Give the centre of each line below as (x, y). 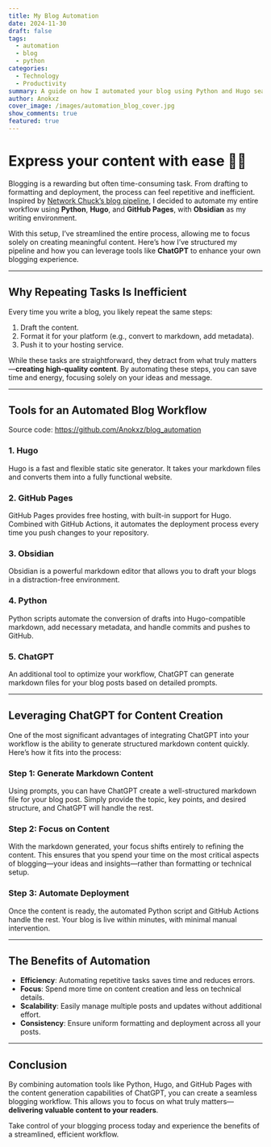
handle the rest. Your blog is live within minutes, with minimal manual (123, 919)
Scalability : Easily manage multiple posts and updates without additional (141, 1006)
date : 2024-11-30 (38, 23)
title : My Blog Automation (54, 16)
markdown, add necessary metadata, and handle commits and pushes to (129, 626)
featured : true (34, 121)
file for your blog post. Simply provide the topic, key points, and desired (127, 799)
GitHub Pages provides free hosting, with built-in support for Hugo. (120, 516)
